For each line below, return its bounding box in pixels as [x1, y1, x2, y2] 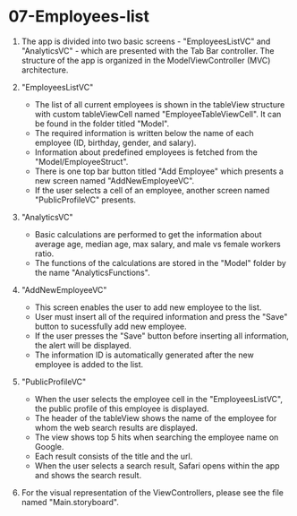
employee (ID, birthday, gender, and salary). [34, 137, 197, 148]
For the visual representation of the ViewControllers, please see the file [21, 486, 284, 498]
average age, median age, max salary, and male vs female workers [34, 238, 281, 249]
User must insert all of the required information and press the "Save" [34, 311, 288, 322]
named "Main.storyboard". [21, 496, 120, 507]
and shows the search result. [34, 469, 142, 480]
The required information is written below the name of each [34, 127, 254, 138]
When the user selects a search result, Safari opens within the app [34, 460, 280, 471]
